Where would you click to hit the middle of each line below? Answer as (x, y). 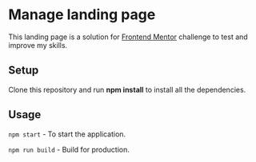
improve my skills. (38, 45)
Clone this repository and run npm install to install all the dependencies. (127, 89)
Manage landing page (82, 15)
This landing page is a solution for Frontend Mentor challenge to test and (128, 37)
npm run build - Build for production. (69, 149)
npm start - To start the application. (67, 134)
